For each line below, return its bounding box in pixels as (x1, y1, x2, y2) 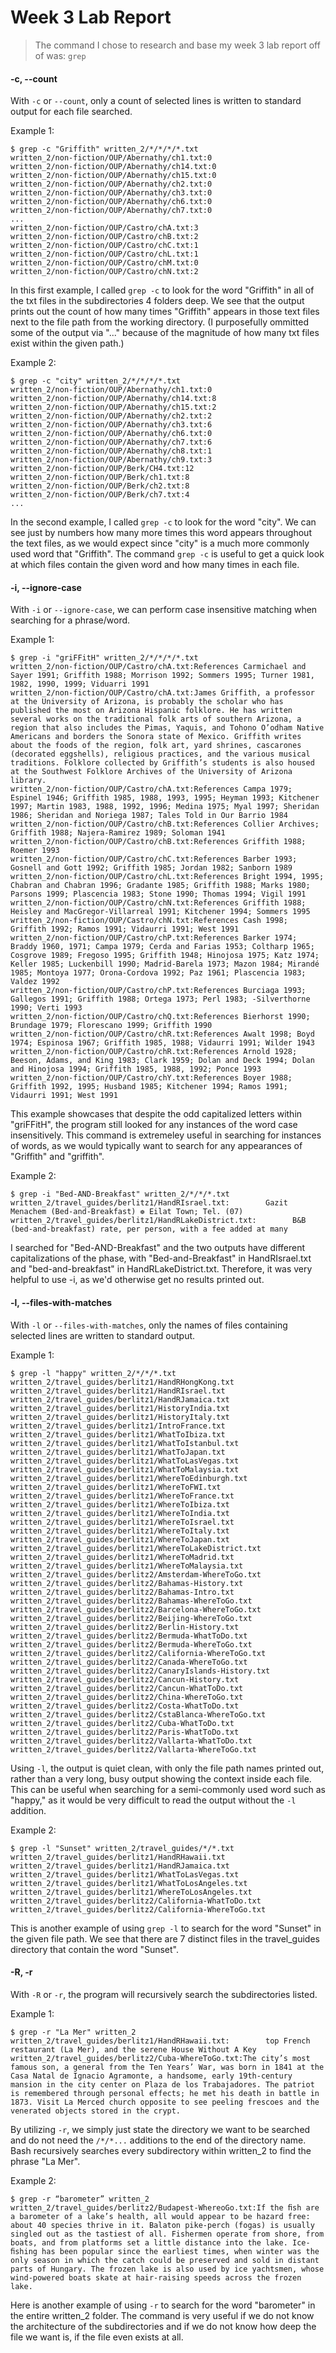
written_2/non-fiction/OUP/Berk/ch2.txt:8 (10, 481, 190, 491)
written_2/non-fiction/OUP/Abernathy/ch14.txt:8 (10, 394, 217, 404)
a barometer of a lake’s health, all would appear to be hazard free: (10, 2211, 311, 2221)
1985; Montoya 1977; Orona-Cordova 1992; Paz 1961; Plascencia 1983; (10, 968, 307, 978)
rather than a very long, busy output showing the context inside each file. (10, 1772, 312, 1785)
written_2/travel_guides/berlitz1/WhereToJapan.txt (10, 1534, 230, 1545)
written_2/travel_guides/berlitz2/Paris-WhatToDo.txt (10, 1727, 240, 1737)
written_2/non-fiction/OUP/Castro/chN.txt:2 (10, 267, 199, 277)
